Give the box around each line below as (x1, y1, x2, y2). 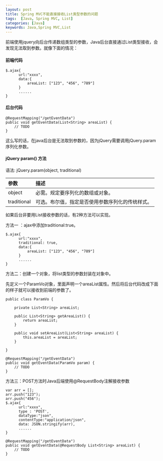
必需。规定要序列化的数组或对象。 (35, 189, 114, 196)
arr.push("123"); (5, 392, 41, 397)
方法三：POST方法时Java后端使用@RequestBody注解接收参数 (5, 378, 130, 384)
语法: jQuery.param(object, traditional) (5, 167, 81, 173)
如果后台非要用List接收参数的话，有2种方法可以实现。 (5, 212, 113, 217)
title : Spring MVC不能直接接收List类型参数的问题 (5, 12, 98, 16)
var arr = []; (5, 388, 34, 393)
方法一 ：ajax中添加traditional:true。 (5, 222, 78, 228)
